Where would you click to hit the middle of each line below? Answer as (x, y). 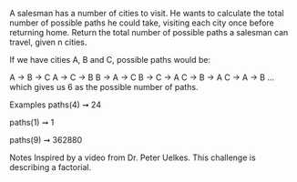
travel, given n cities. (48, 42)
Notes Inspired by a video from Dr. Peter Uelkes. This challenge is (133, 157)
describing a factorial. (51, 167)
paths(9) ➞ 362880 (46, 140)
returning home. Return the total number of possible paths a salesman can (149, 32)
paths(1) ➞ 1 (32, 122)
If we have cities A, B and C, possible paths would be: (110, 60)
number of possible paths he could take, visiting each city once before (142, 23)
